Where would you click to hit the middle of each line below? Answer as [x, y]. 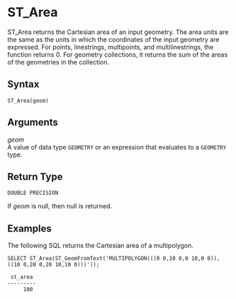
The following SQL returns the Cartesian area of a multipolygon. [100, 246]
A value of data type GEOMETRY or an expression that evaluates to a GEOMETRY [117, 147]
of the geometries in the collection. [58, 62]
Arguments [33, 122]
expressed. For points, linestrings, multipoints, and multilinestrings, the [111, 47]
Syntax [23, 85]
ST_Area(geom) [28, 101]
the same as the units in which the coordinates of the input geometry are [113, 39]
